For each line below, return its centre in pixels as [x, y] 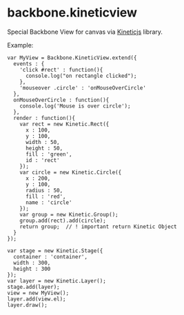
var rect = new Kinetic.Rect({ [64, 124]
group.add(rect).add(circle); [63, 221]
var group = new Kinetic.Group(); [69, 214]
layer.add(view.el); [37, 299]
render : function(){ [44, 118]
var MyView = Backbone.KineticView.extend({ [72, 58]
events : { [29, 63]
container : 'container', [51, 256]
